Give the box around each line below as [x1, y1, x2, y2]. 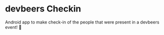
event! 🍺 [5, 24, 22, 30]
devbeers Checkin [5, 3, 81, 14]
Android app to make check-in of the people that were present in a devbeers [5, 19, 160, 25]
